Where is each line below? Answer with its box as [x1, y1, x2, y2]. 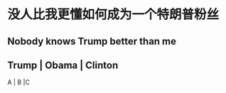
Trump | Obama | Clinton [7, 59, 119, 71]
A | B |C [7, 78, 31, 87]
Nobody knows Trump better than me [7, 35, 176, 47]
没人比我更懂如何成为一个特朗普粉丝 [7, 6, 220, 23]
